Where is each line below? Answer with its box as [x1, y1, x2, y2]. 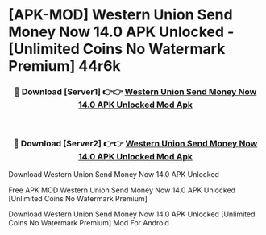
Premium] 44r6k [8, 57, 121, 76]
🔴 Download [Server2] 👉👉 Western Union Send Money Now [13, 138, 258, 150]
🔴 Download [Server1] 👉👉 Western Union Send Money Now [14, 86, 257, 97]
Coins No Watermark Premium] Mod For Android [8, 217, 169, 227]
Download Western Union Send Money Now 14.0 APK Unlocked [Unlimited [8, 209, 256, 219]
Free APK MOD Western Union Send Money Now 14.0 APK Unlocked [8, 185, 236, 195]
